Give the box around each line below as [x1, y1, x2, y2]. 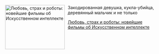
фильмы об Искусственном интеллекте [68, 24, 150, 30]
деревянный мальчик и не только [68, 10, 138, 15]
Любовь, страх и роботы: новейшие [68, 19, 143, 25]
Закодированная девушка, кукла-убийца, [68, 5, 154, 10]
